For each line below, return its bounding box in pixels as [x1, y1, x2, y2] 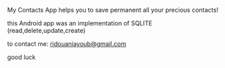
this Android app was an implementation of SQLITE [7, 19, 152, 27]
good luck [7, 53, 36, 61]
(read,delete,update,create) [7, 27, 86, 34]
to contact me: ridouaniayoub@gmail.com [7, 40, 127, 47]
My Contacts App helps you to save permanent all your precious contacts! [7, 6, 219, 14]
